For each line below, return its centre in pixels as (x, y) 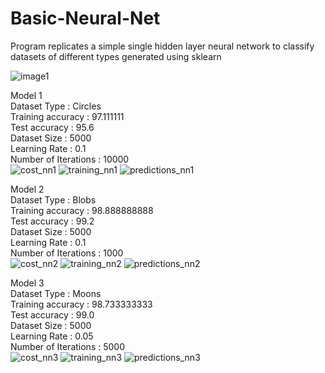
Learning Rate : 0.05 (52, 336)
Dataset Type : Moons (56, 293)
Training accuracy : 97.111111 (67, 116)
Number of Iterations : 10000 (70, 159)
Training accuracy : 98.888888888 (82, 210)
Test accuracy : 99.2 (52, 221)
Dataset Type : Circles (56, 106)
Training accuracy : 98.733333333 (81, 304)
